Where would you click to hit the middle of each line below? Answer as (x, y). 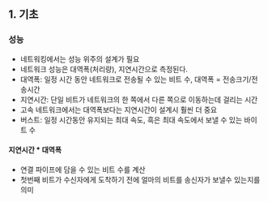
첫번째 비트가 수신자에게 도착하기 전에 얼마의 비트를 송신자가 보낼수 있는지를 (140, 179)
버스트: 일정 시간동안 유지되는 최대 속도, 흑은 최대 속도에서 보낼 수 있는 (131, 119)
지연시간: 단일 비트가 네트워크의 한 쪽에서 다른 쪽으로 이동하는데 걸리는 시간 (139, 99)
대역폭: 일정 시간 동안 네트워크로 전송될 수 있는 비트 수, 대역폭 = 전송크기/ (136, 79)
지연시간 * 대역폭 (35, 150)
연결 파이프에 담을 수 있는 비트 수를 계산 (83, 170)
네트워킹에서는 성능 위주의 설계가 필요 (80, 58)
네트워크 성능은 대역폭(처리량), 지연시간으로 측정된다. (104, 69)
